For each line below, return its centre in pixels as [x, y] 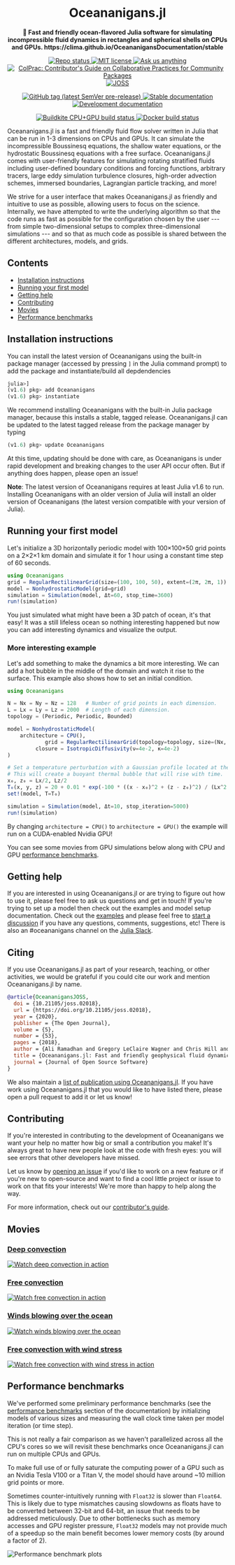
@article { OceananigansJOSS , [48, 997]
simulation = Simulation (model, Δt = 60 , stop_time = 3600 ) [90, 595]
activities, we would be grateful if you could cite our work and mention [109, 977]
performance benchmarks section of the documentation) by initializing [109, 1410]
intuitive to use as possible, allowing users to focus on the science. [104, 203]
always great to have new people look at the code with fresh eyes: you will [114, 1150]
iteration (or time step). [40, 1425]
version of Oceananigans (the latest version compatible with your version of [116, 502]
